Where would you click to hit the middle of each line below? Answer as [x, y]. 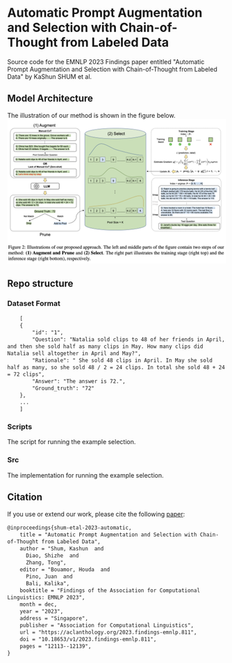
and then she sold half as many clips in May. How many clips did [105, 346]
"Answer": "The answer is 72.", [79, 381]
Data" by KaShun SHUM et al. [50, 76]
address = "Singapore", [54, 618]
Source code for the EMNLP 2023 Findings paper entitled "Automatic [106, 61]
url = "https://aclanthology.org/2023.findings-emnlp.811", [108, 632]
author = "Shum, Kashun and [62, 549]
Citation [25, 497]
